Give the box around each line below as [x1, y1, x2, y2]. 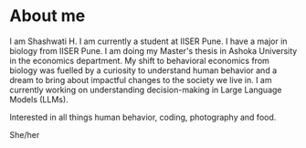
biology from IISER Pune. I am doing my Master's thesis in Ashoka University [9, 45, 298, 56]
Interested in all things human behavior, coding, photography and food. [9, 111, 277, 122]
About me [9, 5, 86, 26]
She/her [9, 129, 40, 140]
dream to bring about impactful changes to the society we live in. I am [9, 74, 272, 85]
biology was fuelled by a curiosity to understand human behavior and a [9, 65, 278, 76]
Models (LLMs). [9, 93, 69, 105]
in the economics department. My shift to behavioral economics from [9, 55, 269, 66]
